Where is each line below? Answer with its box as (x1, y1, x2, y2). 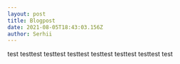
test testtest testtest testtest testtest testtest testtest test (7, 50, 173, 58)
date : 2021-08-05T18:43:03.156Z (7, 23, 103, 31)
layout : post (7, 10, 46, 18)
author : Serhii (7, 30, 53, 38)
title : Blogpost (7, 17, 55, 24)
